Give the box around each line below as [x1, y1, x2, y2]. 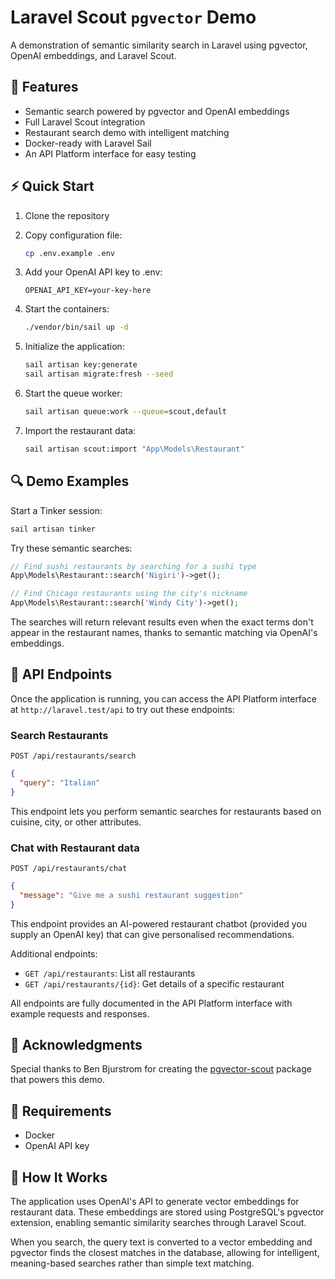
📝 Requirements [10, 1102, 112, 1120]
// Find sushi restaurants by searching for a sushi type [10, 561, 257, 571]
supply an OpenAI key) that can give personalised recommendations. [10, 928, 295, 940]
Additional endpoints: [10, 947, 98, 960]
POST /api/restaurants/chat [10, 864, 128, 874]
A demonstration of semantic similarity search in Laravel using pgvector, [10, 39, 308, 51]
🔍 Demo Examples [10, 473, 130, 490]
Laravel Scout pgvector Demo [10, 6, 257, 29]
